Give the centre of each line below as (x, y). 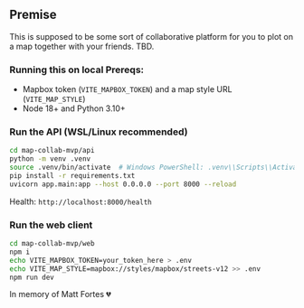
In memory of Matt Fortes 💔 (60, 294)
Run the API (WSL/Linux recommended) (99, 132)
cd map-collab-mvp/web (52, 244)
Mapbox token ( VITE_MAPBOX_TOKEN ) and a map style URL (127, 89)
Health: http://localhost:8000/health (81, 201)
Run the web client (51, 225)
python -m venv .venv (50, 159)
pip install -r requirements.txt (72, 176)
